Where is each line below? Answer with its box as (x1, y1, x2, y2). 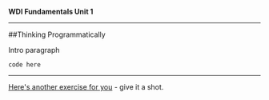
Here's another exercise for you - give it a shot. (8, 82, 164, 91)
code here (8, 61, 42, 69)
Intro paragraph (8, 46, 60, 54)
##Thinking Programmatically (8, 30, 106, 39)
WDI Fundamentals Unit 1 (8, 7, 94, 16)
